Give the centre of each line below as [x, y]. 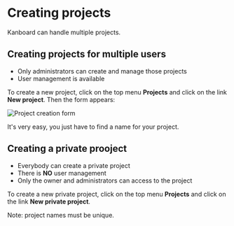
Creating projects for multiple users [87, 54]
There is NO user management [62, 173]
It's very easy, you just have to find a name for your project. [93, 127]
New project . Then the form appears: [61, 99]
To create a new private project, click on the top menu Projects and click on [117, 194]
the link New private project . [49, 202]
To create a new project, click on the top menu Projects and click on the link [117, 92]
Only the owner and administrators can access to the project [105, 181]
